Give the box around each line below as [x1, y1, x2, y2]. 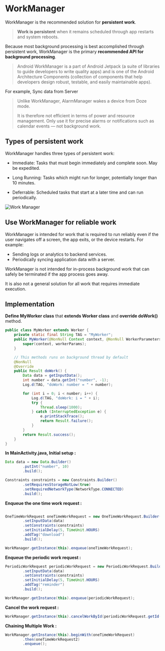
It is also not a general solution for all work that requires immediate [5, 281, 140, 286]
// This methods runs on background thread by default [14, 355, 129, 360]
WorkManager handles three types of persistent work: [5, 150, 114, 156]
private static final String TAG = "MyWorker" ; [14, 332, 113, 338]
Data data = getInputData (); [23, 373, 82, 378]
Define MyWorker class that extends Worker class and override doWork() [5, 313, 158, 319]
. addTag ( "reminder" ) [23, 582, 65, 587]
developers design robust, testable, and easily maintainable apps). [17, 79, 152, 85]
